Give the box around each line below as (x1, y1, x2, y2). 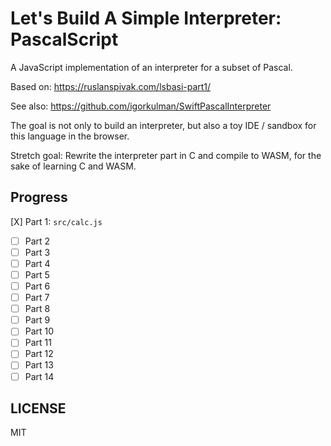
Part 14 (24, 370, 55, 382)
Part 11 (24, 337, 52, 349)
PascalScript (10, 28, 119, 51)
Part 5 (24, 268, 50, 281)
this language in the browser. (10, 130, 130, 142)
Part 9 (24, 314, 51, 326)
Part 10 (24, 325, 55, 337)
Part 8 (24, 303, 51, 315)
